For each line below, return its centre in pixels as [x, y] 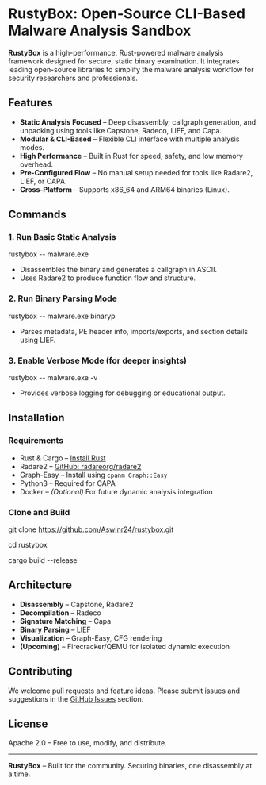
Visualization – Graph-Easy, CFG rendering [91, 638]
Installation [36, 418]
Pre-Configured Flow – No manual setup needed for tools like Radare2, [136, 172]
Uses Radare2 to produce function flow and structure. [108, 278]
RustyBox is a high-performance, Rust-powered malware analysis [116, 52]
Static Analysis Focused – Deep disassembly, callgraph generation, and [137, 122]
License [28, 724]
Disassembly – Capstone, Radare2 [76, 604]
